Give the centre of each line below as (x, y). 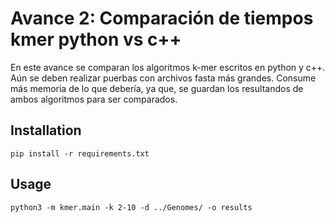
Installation (46, 130)
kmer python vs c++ (96, 39)
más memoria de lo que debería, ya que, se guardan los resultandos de (157, 88)
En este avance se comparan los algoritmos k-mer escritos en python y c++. (168, 67)
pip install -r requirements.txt (80, 153)
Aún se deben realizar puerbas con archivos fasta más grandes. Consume (163, 78)
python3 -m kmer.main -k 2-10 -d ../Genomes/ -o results (131, 207)
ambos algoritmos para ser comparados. (94, 99)
